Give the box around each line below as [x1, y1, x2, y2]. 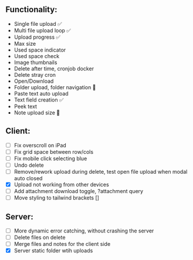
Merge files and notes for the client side [13, 241, 111, 248]
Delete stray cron [13, 71, 56, 78]
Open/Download [13, 77, 54, 85]
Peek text [13, 103, 38, 110]
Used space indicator [13, 46, 66, 53]
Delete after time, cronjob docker [13, 65, 94, 72]
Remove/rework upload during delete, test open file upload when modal [13, 168, 188, 175]
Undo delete [13, 161, 45, 168]
